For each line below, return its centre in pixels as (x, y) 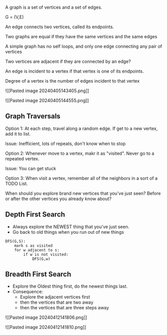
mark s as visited (33, 246)
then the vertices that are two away (57, 302)
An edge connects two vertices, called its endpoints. (60, 27)
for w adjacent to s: (37, 250)
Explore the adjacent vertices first (55, 297)
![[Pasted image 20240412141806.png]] (46, 317)
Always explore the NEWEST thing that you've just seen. (71, 227)
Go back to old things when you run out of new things (68, 232)
